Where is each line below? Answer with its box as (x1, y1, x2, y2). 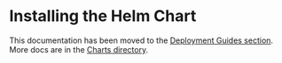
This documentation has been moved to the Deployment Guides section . (9, 35, 273, 45)
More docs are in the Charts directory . (9, 44, 149, 54)
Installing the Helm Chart (9, 6, 197, 26)
